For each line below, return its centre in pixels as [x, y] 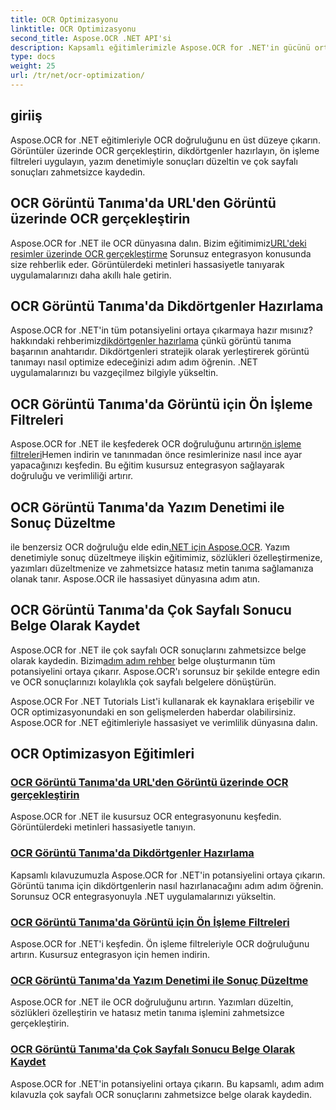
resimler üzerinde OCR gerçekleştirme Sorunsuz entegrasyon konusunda [161, 253]
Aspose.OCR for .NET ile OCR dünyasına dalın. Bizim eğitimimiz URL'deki [158, 243]
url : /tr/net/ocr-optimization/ [77, 76]
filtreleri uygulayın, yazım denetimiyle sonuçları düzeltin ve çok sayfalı [154, 161]
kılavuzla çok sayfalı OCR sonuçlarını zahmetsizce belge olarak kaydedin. [161, 1094]
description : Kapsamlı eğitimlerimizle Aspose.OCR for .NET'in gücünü [160, 47]
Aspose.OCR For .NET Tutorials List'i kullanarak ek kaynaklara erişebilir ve [162, 701]
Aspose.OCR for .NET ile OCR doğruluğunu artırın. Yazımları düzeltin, [152, 1002]
